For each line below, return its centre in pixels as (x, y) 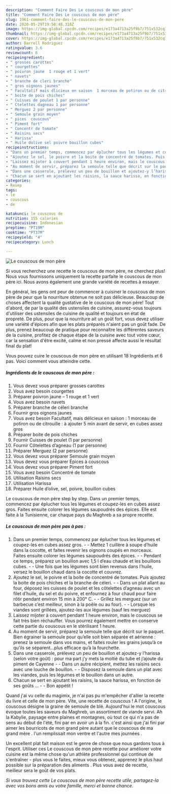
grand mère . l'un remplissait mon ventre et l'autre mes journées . (74, 733)
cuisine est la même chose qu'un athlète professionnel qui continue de (80, 754)
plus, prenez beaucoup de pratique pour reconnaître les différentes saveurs (85, 329)
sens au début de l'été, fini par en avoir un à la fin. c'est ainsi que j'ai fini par (85, 723)
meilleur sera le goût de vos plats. (41, 770)
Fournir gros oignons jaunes (42, 413)
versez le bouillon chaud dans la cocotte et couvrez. (68, 572)
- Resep (14, 186)
